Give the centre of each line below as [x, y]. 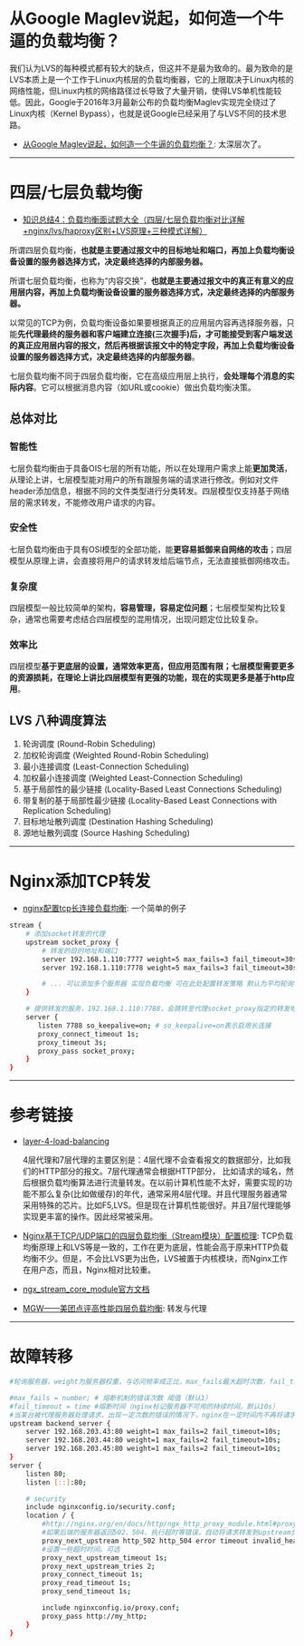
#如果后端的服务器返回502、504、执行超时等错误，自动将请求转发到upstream [166, 1533]
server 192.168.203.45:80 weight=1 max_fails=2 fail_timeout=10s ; [153, 1449]
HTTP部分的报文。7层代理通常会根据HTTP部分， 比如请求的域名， [162, 1172]
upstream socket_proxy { [72, 942]
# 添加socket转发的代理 [66, 934]
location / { [50, 1515]
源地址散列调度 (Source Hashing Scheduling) [106, 833]
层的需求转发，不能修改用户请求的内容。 [85, 502]
